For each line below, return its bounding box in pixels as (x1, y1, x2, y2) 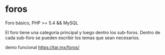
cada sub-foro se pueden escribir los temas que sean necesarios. (5, 35, 140, 41)
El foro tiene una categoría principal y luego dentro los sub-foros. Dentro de (5, 29, 161, 35)
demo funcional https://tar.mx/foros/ (5, 44, 80, 50)
